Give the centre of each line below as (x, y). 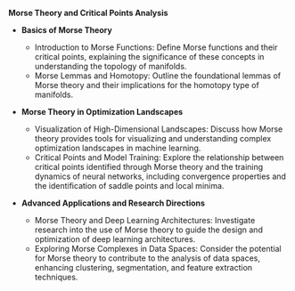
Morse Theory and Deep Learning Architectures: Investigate (145, 220)
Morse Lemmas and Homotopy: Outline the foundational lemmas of (158, 76)
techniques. (56, 277)
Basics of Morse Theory (66, 30)
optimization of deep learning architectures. (115, 239)
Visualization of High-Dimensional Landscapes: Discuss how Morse (159, 129)
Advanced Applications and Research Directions (113, 203)
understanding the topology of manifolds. (111, 66)
